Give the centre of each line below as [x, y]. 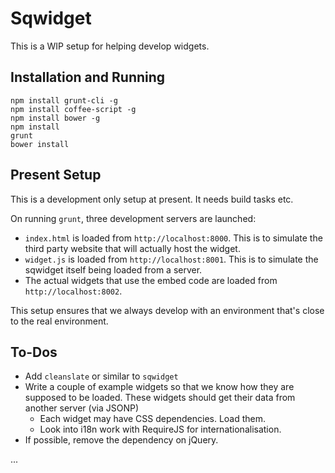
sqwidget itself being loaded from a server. [113, 269]
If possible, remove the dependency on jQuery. [121, 440]
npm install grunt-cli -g [64, 100]
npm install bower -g [55, 118]
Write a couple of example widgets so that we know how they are [159, 387]
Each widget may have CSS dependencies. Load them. [153, 419]
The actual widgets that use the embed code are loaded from [151, 280]
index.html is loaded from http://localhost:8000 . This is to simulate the [173, 238]
